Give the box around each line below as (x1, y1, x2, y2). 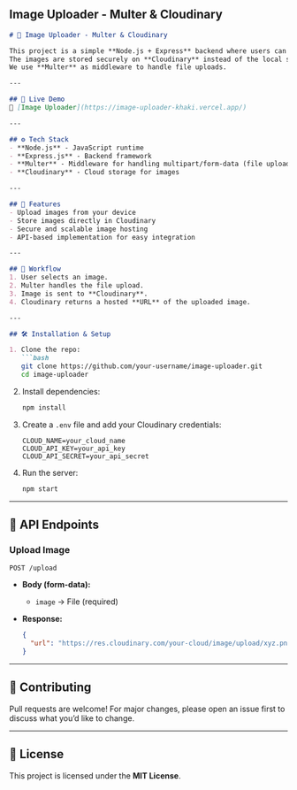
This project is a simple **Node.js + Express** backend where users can (9, 46, 287, 56)
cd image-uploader (20, 371, 89, 380)
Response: (21, 614, 63, 625)
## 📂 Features (9, 200, 62, 209)
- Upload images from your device (9, 208, 137, 217)
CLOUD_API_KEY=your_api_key (21, 444, 126, 453)
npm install (21, 403, 66, 412)
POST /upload (9, 564, 57, 573)
